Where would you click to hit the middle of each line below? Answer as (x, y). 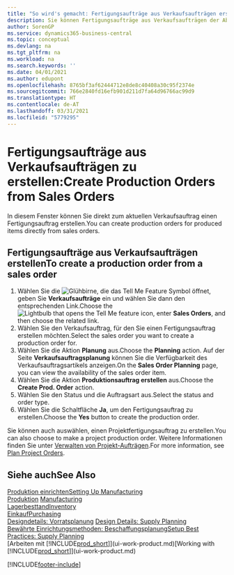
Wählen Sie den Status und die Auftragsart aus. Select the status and (115, 395)
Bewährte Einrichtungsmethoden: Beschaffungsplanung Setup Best (103, 529)
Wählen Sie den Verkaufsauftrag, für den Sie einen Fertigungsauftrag (116, 328)
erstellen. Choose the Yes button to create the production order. (108, 417)
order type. (33, 403)
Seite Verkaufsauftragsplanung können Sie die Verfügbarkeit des (112, 358)
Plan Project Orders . (36, 453)
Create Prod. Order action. (56, 387)
